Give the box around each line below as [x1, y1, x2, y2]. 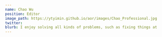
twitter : [5, 20, 23, 25]
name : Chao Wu [5, 7, 34, 12]
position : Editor [5, 12, 40, 16]
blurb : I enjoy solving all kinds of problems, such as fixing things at [5, 25, 158, 30]
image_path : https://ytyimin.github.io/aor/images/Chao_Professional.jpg [5, 16, 158, 21]
